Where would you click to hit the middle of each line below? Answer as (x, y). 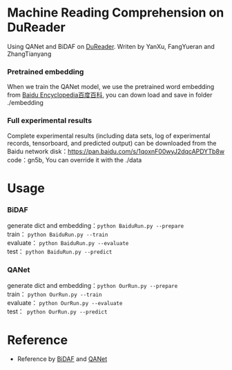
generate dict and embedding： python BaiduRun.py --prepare (96, 226)
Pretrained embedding (46, 72)
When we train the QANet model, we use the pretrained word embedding (111, 87)
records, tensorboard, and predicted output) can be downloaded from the (112, 143)
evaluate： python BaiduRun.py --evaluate (68, 243)
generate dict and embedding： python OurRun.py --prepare (93, 286)
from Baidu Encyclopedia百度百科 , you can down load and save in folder (110, 95)
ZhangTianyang (29, 54)
